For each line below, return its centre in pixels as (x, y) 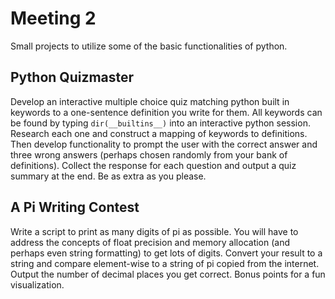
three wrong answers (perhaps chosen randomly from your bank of (149, 154)
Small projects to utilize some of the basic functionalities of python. (149, 46)
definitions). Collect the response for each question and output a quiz (153, 165)
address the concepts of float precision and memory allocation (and (150, 242)
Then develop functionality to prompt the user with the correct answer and (164, 144)
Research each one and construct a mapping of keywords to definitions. (159, 133)
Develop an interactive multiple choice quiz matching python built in (150, 101)
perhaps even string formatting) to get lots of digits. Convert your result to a (166, 253)
